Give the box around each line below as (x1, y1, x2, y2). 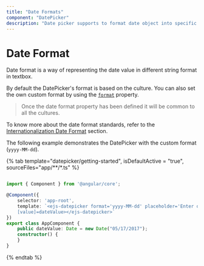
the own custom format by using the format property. (6, 91, 139, 98)
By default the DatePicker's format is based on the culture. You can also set (6, 84, 195, 92)
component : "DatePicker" (6, 15, 69, 21)
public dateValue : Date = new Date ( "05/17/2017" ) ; (17, 226, 148, 232)
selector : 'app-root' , (17, 198, 75, 204)
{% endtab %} (6, 253, 42, 261)
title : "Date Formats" (6, 9, 64, 15)
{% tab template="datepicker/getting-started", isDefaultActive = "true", (6, 157, 184, 165)
